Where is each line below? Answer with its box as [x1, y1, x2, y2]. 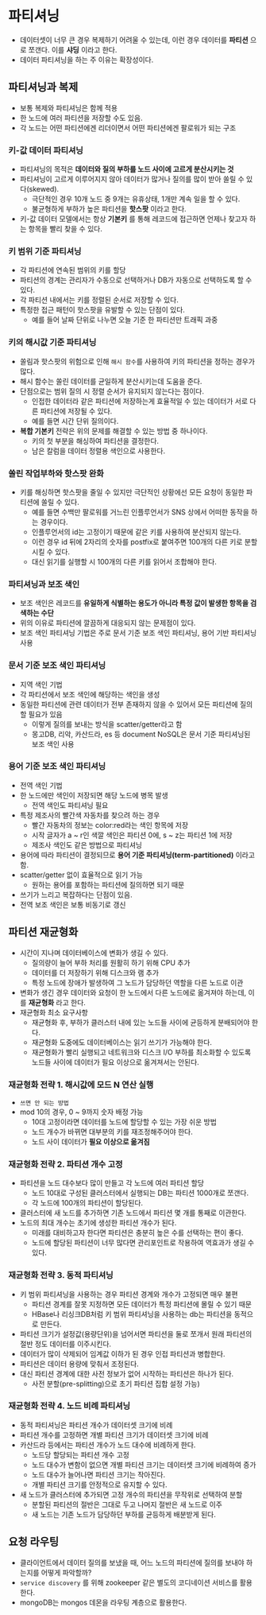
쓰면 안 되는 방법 [19, 1099, 69, 1107]
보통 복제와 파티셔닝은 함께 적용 [19, 103, 118, 112]
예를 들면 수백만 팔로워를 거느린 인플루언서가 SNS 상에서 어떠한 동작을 [31, 507, 250, 517]
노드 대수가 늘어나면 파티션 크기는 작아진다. [31, 1469, 166, 1479]
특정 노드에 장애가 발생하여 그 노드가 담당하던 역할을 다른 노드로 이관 [31, 977, 244, 987]
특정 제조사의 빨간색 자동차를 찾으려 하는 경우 [19, 810, 160, 820]
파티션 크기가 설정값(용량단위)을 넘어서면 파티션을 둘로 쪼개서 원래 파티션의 [19, 1329, 253, 1338]
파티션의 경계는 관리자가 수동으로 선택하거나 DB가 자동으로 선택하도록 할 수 [19, 275, 253, 285]
